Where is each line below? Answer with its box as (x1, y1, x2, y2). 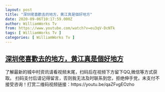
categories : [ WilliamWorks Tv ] (5, 35, 75, 40)
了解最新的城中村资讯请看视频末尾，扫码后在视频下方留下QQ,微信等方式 (5, 69, 153, 75)
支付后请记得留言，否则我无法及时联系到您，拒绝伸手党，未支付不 (23, 75, 160, 81)
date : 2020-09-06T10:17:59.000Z (5, 16, 72, 21)
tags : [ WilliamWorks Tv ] (5, 30, 61, 35)
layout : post (5, 7, 32, 12)
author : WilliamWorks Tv (5, 21, 57, 26)
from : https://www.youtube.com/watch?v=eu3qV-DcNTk (5, 26, 115, 31)
